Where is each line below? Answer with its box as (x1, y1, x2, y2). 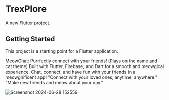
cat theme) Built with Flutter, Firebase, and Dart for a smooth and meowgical (5, 63, 164, 69)
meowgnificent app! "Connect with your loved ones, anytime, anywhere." (5, 74, 158, 80)
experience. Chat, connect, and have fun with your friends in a (5, 69, 136, 75)
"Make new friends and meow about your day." (5, 79, 103, 85)
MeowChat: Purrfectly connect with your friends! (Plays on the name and (5, 58, 158, 64)
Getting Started (5, 35, 55, 43)
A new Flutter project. (5, 20, 51, 26)
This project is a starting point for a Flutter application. (5, 48, 118, 54)
